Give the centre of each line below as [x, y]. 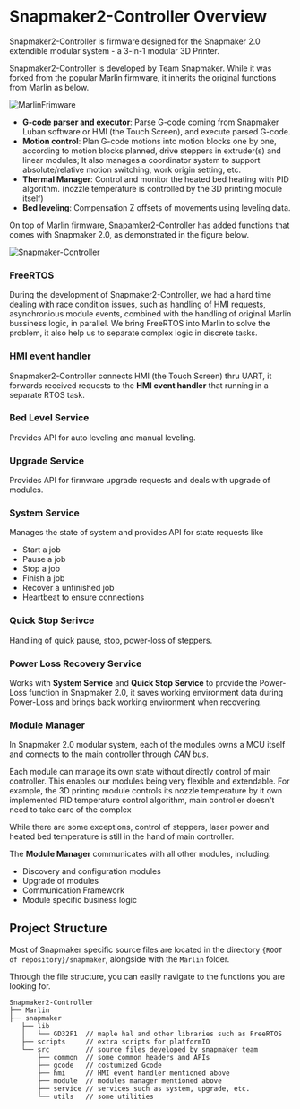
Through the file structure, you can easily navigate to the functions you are [147, 977]
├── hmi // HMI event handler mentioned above [133, 1073]
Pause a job [44, 559]
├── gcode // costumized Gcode [100, 1066]
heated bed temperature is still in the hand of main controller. [122, 836]
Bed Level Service [49, 418]
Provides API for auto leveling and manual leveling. [103, 438]
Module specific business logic [79, 900]
